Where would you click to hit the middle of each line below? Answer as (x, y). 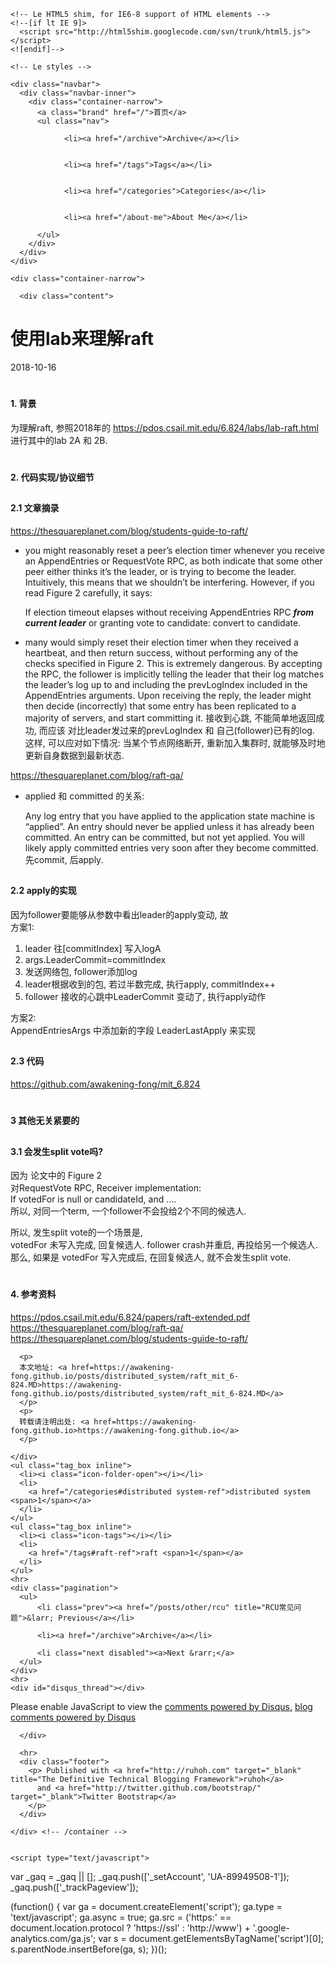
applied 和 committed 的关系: (84, 796)
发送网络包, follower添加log (81, 971)
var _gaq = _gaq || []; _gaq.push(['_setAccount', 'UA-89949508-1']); (150, 1876)
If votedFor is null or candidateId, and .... (93, 1199)
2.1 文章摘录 (35, 508)
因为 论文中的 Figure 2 (56, 1176)
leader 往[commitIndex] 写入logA (93, 948)
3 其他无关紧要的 (45, 1121)
